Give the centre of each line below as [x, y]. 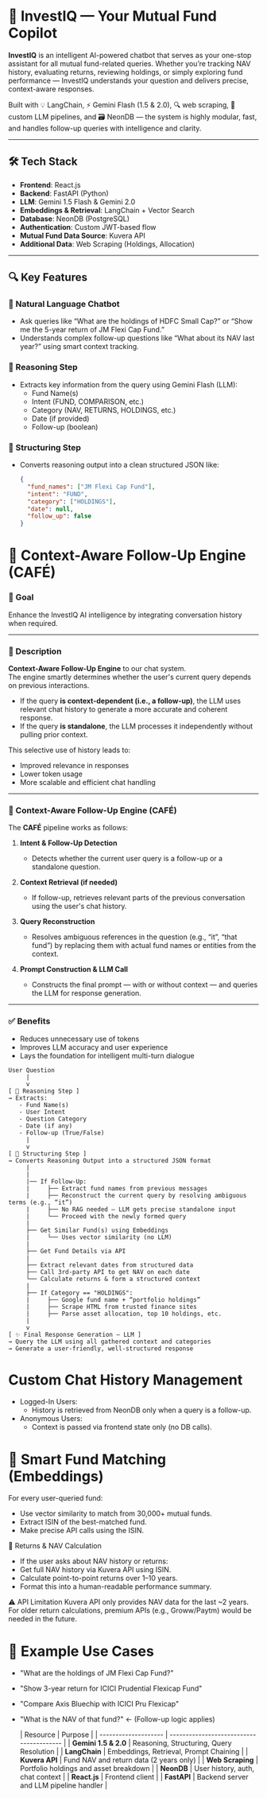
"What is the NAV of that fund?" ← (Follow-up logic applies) [118, 1719]
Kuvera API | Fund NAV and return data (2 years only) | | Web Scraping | [139, 1760]
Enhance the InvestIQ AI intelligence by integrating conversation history [125, 615]
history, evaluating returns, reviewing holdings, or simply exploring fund [126, 72]
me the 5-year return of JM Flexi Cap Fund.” [92, 330]
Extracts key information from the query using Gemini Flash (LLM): [129, 384]
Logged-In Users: [48, 1402]
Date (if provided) [60, 418]
